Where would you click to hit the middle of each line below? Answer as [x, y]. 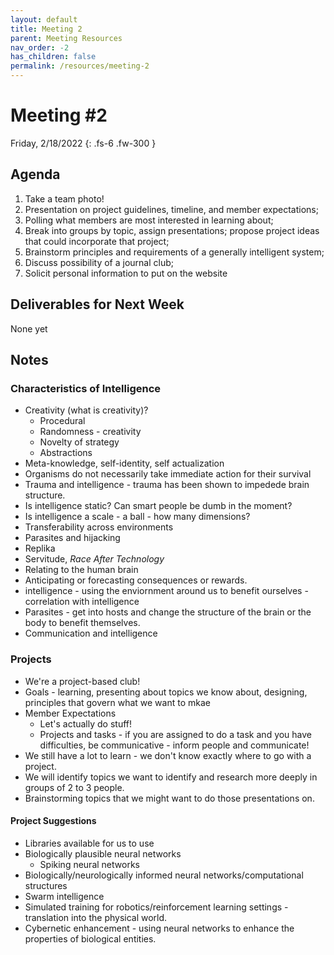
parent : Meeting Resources [66, 38]
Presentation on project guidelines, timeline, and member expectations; [171, 209]
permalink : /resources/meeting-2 [80, 66]
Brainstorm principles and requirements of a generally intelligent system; [174, 252]
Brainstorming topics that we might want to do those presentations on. [169, 798]
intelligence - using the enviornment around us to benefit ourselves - [166, 591]
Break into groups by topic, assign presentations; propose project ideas [172, 230]
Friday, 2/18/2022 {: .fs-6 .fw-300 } [83, 143]
